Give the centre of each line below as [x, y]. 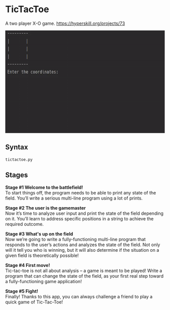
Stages [17, 175]
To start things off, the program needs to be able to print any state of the [81, 192]
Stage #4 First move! [28, 265]
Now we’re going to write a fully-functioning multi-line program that [75, 239]
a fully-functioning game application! [44, 281]
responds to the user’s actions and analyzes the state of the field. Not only [83, 245]
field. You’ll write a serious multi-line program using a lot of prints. [74, 198]
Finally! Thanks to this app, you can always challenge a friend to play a [79, 296]
